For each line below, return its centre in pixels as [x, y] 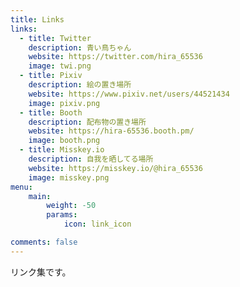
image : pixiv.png [64, 103]
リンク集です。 [41, 272]
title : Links [37, 19]
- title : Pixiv [51, 76]
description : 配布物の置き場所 [87, 122]
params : [62, 215]
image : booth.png [64, 141]
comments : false [44, 242]
